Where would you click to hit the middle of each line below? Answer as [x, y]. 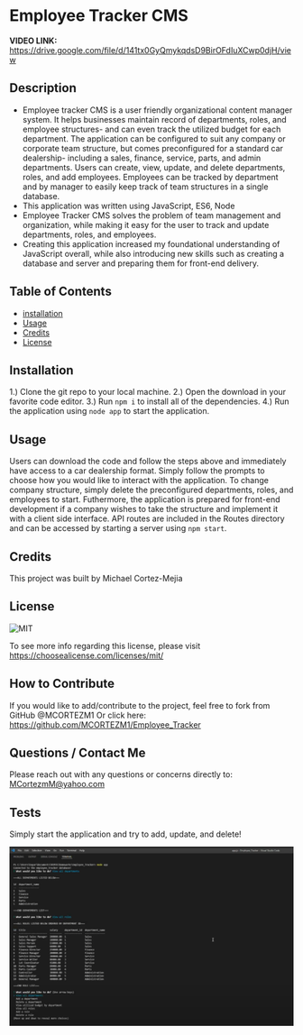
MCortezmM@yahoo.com [57, 784]
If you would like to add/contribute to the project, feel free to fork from [140, 705]
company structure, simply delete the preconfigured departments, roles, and [151, 490]
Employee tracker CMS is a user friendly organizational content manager [157, 110]
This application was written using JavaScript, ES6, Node [129, 206]
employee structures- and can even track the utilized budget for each [151, 129]
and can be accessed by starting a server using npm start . [118, 528]
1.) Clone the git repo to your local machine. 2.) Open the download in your [148, 392]
